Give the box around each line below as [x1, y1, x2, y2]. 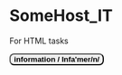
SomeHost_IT [9, 5, 113, 26]
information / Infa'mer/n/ [14, 54, 100, 64]
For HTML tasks [9, 35, 70, 46]
